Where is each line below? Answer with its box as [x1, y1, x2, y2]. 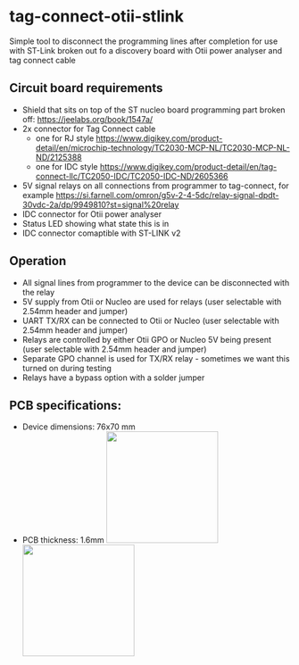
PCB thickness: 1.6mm [21, 535, 104, 545]
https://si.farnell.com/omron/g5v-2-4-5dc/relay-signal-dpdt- [55, 189, 279, 200]
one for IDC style [35, 161, 98, 171]
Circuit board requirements [9, 80, 163, 96]
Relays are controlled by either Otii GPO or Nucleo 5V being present [21, 334, 272, 345]
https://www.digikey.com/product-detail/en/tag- [99, 161, 278, 171]
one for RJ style [35, 132, 95, 144]
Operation [9, 254, 67, 269]
